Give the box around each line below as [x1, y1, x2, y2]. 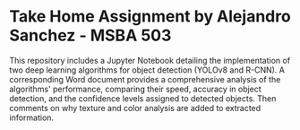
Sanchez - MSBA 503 [9, 25, 172, 46]
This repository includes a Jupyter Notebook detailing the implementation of [9, 55, 291, 65]
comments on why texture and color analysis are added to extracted [9, 102, 261, 113]
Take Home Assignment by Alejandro [9, 6, 291, 27]
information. [9, 112, 55, 123]
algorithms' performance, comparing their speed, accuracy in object [9, 83, 261, 94]
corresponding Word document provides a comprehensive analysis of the [9, 74, 281, 84]
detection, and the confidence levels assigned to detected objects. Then [9, 92, 277, 104]
